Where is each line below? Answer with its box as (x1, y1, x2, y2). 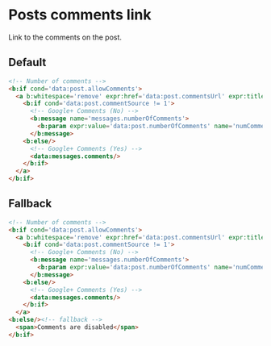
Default (8, 56, 47, 69)
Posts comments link (8, 6, 152, 24)
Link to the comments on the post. (8, 32, 123, 42)
